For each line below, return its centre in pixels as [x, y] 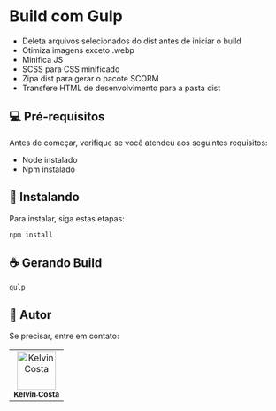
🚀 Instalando [44, 197]
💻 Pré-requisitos [57, 117]
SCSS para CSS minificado [71, 69]
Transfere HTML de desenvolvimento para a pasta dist [121, 88]
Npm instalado [48, 169]
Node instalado [50, 159]
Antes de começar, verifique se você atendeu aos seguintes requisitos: [138, 143]
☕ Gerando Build [56, 263]
